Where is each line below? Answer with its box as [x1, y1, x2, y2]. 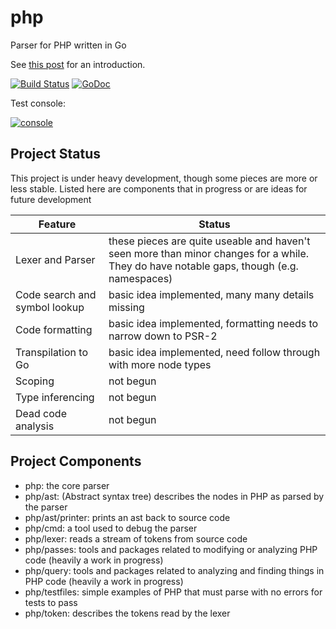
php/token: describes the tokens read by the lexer [24, 607, 231, 619]
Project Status [10, 146, 102, 163]
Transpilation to [15, 345, 88, 359]
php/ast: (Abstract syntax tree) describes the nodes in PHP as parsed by [24, 490, 325, 502]
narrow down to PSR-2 [108, 329, 218, 343]
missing [108, 300, 145, 314]
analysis [15, 419, 55, 433]
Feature [38, 217, 77, 231]
